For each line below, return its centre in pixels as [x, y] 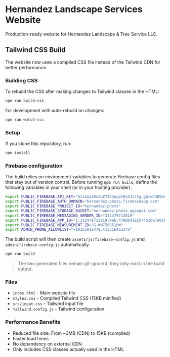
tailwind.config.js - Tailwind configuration [58, 309]
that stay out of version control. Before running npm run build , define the [81, 182]
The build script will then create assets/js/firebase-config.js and [75, 239]
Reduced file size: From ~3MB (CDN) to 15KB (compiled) [71, 333]
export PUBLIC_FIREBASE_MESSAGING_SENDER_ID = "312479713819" [70, 216]
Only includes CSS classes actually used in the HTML [68, 349]
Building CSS [22, 80]
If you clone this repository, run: [38, 144]
